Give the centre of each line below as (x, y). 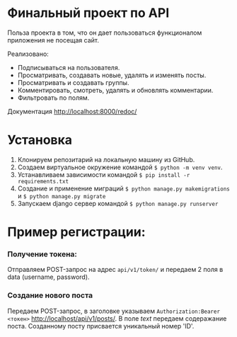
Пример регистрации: (77, 232)
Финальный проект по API (88, 13)
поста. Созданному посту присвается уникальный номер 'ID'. (101, 326)
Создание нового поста (50, 295)
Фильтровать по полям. (53, 98)
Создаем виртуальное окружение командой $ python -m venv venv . (120, 167)
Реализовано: (28, 54)
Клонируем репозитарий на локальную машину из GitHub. (106, 159)
